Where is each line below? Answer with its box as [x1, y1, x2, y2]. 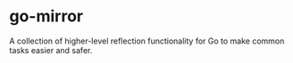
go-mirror [9, 6, 84, 27]
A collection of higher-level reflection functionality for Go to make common [9, 35, 285, 46]
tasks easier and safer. [9, 44, 93, 55]
